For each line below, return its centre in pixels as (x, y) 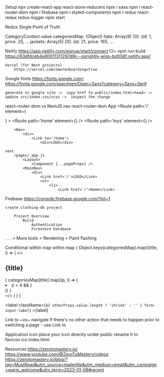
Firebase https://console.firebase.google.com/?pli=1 (58, 199)
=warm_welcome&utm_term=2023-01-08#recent (55, 370)
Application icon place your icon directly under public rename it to (71, 334)
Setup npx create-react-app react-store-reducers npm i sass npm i (73, 7)
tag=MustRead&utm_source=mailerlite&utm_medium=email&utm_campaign (81, 364)
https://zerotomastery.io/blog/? (36, 359)
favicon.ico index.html (27, 339)
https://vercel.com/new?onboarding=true (56, 69)
